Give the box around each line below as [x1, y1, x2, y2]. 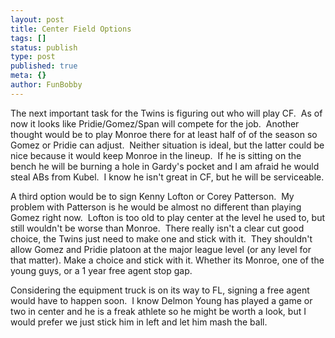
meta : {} [10, 71, 47, 81]
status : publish [10, 42, 78, 53]
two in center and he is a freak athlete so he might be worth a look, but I [10, 305, 307, 317]
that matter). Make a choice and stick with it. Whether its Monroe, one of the [10, 254, 325, 266]
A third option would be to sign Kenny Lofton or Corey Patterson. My [10, 190, 295, 202]
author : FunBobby [10, 80, 83, 90]
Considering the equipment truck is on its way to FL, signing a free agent [10, 284, 310, 296]
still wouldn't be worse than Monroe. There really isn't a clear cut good [10, 222, 305, 234]
